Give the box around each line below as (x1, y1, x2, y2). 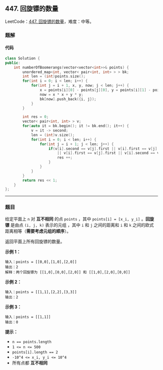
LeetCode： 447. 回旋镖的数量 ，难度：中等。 (5, 18, 94, 24)
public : (5, 60, 21, 65)
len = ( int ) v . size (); (31, 132, 75, 137)
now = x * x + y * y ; (39, 92, 83, 97)
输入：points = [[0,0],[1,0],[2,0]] (5, 259, 77, 264)
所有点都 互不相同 (12, 360, 48, 366)
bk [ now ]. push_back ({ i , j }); (39, 96, 97, 101)
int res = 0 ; (22, 114, 49, 119)
